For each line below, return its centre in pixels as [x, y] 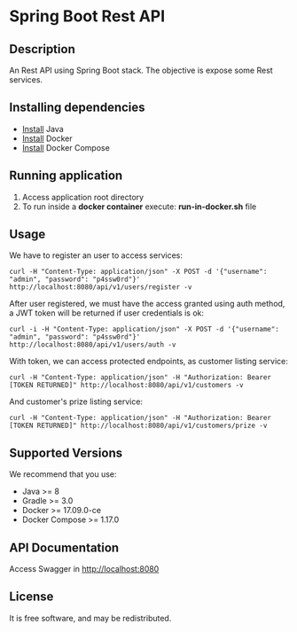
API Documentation [64, 547]
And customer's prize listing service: [76, 402]
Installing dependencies [77, 108]
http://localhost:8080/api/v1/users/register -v [101, 287]
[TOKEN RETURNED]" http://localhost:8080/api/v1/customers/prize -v [138, 426]
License [31, 597]
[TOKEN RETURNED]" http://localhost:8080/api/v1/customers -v [126, 386]
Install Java [43, 129]
